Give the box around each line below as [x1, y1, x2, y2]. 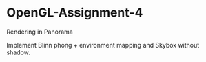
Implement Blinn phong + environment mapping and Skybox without [6, 41, 200, 49]
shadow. [6, 48, 30, 56]
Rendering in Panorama [6, 28, 73, 36]
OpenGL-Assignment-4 [6, 5, 143, 21]
